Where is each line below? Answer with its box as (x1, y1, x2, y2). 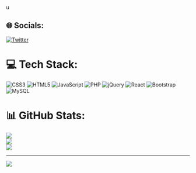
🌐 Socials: (6, 20, 44, 30)
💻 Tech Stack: (6, 58, 78, 71)
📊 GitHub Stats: (6, 109, 86, 122)
